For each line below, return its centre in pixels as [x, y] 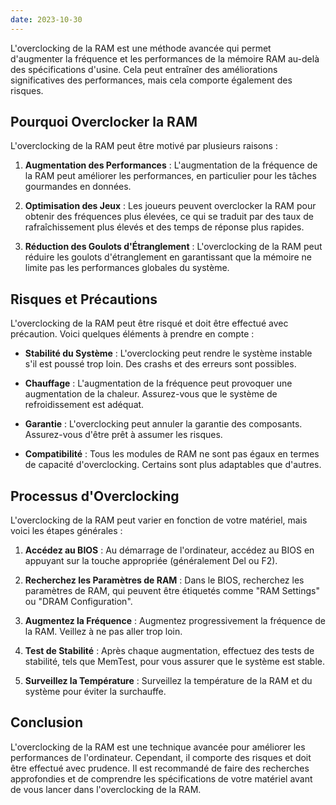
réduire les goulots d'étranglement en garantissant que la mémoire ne [168, 257]
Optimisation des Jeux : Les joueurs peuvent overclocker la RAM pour [170, 206]
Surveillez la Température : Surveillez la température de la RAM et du [168, 681]
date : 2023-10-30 [46, 19]
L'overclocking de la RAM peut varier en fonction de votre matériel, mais [159, 520]
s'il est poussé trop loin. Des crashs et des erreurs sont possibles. [160, 364]
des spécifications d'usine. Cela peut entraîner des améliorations [144, 69]
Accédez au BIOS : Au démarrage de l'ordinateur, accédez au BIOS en [169, 550]
